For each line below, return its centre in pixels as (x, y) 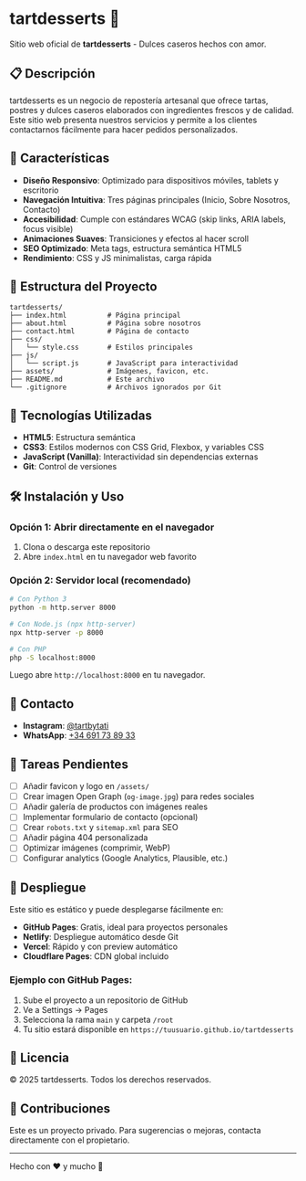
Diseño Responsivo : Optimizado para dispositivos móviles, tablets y (151, 180)
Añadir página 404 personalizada (85, 838)
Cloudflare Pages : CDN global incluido (96, 956)
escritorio (41, 190)
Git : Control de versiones (70, 467)
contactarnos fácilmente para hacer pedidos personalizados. (124, 129)
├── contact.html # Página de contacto (99, 332)
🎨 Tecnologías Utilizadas (81, 415)
